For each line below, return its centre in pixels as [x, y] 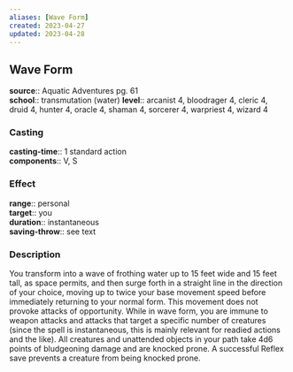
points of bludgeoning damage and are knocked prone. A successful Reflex [147, 349]
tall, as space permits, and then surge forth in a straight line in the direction [146, 283]
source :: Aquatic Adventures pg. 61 [74, 91]
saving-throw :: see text [53, 232]
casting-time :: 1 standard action [68, 152]
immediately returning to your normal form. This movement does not [134, 302]
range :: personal [39, 203]
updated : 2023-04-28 [47, 34]
